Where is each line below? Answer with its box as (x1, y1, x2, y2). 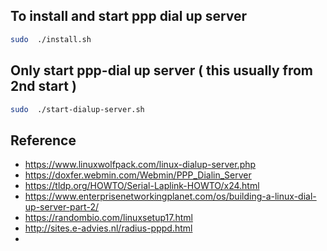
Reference (10, 132, 77, 149)
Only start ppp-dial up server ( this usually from (10, 62, 314, 79)
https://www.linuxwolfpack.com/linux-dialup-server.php (24, 159, 257, 171)
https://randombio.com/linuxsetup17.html (24, 212, 193, 224)
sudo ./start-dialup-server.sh (10, 104, 145, 114)
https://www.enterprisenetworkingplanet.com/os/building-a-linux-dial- (24, 190, 317, 203)
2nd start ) (10, 78, 77, 95)
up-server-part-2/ (24, 201, 99, 213)
